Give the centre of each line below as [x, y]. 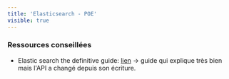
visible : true [29, 20]
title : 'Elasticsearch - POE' [52, 14]
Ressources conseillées [50, 45]
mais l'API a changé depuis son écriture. [77, 68]
